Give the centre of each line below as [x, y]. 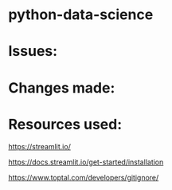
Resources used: [65, 124]
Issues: [33, 51]
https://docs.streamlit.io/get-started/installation [86, 162]
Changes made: [62, 87]
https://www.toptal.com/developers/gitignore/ [84, 177]
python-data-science [81, 15]
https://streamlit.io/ [40, 146]
